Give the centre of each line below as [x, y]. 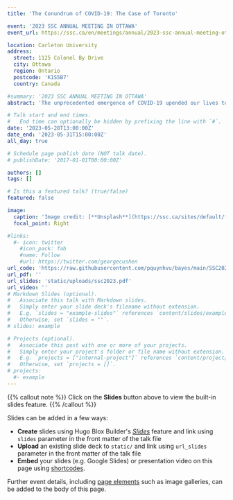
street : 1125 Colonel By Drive [59, 58]
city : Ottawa [32, 64]
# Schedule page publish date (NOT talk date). [77, 153]
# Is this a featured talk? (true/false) [68, 191]
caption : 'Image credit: [49, 217]
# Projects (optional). [42, 338]
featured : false [31, 198]
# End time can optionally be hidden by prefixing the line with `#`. [114, 122]
